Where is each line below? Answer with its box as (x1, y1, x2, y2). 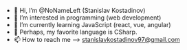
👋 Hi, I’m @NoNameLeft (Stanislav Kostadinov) (13, 7, 146, 14)
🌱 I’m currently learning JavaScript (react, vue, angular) (13, 21, 171, 28)
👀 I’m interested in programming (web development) (13, 14, 162, 22)
